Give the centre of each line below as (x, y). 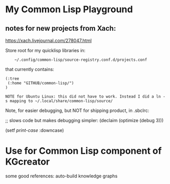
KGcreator (28, 162)
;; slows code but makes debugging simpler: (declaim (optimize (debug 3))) (84, 120)
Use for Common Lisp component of (83, 151)
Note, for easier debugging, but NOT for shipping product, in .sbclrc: (77, 110)
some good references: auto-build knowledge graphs (62, 176)
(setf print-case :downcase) (35, 130)
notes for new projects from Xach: (61, 28)
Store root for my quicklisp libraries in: (45, 50)
